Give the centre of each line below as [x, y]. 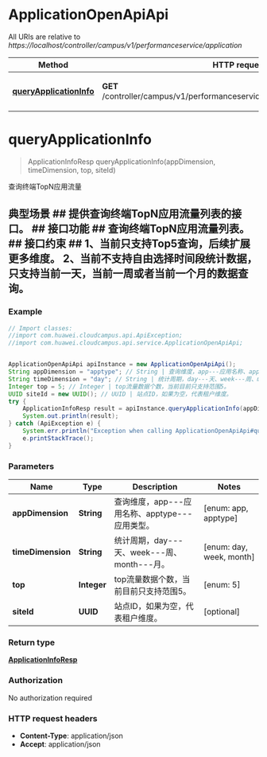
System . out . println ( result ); [71, 416]
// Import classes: [41, 328]
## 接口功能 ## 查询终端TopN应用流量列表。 [141, 229]
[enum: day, [226, 547]
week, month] [230, 556]
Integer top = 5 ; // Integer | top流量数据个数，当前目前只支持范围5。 [119, 386]
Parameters [31, 466]
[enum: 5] [222, 584]
